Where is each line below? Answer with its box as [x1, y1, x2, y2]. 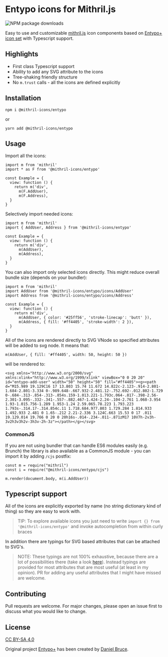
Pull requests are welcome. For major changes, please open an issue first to [5, 603, 162, 609]
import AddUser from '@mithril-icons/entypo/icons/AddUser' [5, 288, 134, 294]
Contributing [5, 590, 46, 598]
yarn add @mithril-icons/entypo [5, 126, 73, 131]
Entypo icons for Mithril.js [5, 4, 116, 15]
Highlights [5, 50, 39, 58]
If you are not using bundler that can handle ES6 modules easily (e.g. [5, 442, 148, 449]
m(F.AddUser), [18, 189, 49, 194]
